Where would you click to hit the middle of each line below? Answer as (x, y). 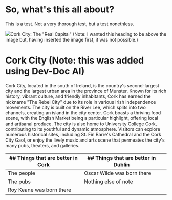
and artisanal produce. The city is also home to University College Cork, (81, 124)
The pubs (19, 182)
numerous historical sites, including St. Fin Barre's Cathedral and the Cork (83, 134)
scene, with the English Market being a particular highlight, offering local (82, 118)
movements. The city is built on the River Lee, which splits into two (76, 107)
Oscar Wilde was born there (118, 173)
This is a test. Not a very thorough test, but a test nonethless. (70, 24)
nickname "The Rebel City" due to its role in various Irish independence (81, 102)
